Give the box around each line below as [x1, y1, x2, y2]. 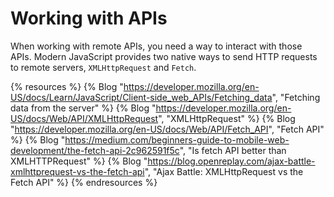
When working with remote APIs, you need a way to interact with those [10, 40, 303, 52]
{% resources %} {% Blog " [10, 80, 124, 92]
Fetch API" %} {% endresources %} [10, 176, 158, 188]
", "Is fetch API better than [179, 144, 287, 156]
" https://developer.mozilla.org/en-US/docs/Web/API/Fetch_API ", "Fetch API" [10, 123, 325, 135]
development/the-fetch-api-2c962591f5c [10, 144, 180, 156]
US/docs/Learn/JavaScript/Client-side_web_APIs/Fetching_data [10, 91, 273, 103]
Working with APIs [10, 7, 168, 30]
